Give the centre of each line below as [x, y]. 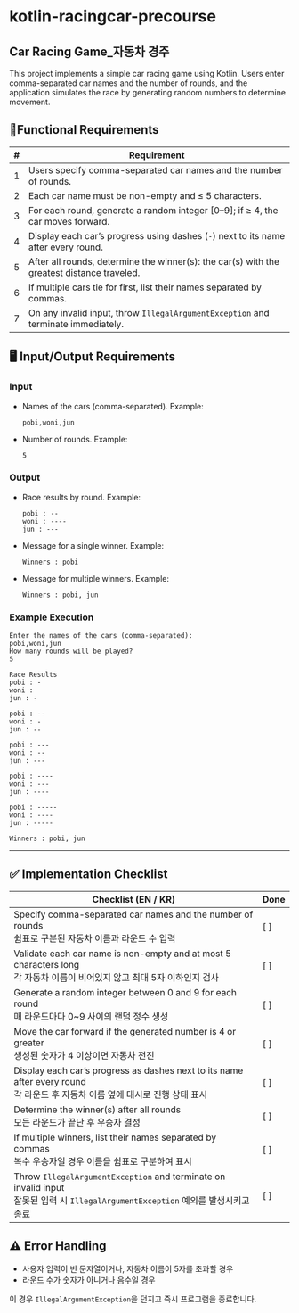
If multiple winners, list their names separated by [115, 1137]
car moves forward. [69, 221]
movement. [30, 102]
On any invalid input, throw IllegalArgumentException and [149, 312]
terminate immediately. [76, 324]
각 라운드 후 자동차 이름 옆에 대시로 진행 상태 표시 [110, 1094]
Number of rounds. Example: [75, 439]
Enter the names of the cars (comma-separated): [101, 636]
